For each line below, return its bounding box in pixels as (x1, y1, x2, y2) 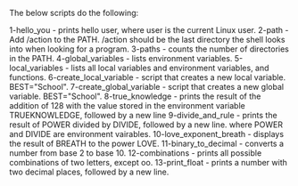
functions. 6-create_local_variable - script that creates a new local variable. (9, 72, 286, 83)
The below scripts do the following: (9, 8, 139, 18)
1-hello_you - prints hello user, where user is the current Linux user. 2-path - (9, 25, 289, 35)
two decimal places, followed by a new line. (9, 166, 170, 177)
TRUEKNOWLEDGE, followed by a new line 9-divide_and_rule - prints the (9, 110, 278, 120)
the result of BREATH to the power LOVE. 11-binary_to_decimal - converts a (9, 138, 284, 149)
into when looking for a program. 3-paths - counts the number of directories (9, 44, 290, 54)
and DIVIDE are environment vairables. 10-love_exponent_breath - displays (9, 129, 284, 139)
